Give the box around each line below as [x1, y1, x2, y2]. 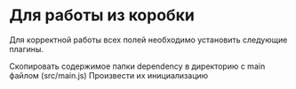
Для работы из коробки [9, 5, 196, 26]
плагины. [9, 43, 44, 54]
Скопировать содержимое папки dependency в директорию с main [9, 61, 266, 71]
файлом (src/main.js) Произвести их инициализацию [9, 70, 209, 80]
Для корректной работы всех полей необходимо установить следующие [9, 34, 288, 45]
